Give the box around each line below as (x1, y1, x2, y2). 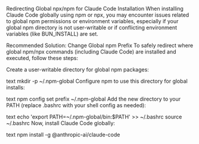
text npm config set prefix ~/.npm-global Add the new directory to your (6, 95, 181, 102)
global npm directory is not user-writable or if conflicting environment (6, 24, 178, 31)
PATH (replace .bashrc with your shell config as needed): (6, 102, 146, 109)
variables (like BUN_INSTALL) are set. (6, 30, 98, 37)
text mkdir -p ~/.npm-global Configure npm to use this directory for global (6, 77, 188, 84)
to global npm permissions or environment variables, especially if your (6, 18, 179, 24)
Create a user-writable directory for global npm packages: (6, 66, 149, 73)
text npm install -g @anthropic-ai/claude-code (6, 131, 120, 138)
